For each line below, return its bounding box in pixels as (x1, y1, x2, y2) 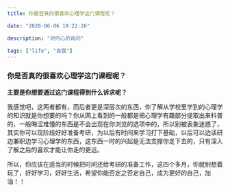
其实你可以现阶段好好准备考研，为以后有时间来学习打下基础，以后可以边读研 (7, 128, 223, 136)
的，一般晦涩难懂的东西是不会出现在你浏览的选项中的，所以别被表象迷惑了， (7, 119, 223, 128)
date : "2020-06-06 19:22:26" (7, 22, 90, 29)
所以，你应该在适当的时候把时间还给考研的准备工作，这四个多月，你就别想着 (7, 160, 223, 168)
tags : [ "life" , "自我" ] (7, 47, 73, 54)
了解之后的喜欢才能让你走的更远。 (7, 145, 103, 154)
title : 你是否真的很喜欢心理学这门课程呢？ (7, 10, 116, 17)
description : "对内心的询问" (7, 35, 84, 42)
